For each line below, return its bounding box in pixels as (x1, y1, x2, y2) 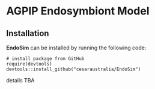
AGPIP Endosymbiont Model (6, 4, 150, 18)
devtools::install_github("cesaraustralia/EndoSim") (6, 66, 141, 72)
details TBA (6, 77, 35, 84)
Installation (6, 28, 49, 38)
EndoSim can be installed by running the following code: (6, 44, 147, 51)
